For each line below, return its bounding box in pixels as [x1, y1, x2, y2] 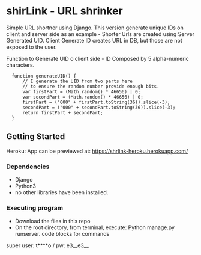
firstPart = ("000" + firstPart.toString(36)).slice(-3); [22, 99, 170, 105]
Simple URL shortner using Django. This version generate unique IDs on [6, 24, 184, 31]
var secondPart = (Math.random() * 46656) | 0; [22, 94, 144, 100]
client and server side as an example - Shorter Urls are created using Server [6, 30, 195, 37]
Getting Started [6, 131, 65, 142]
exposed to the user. [6, 43, 57, 51]
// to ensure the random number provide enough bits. [22, 83, 160, 90]
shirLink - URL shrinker [6, 4, 123, 18]
